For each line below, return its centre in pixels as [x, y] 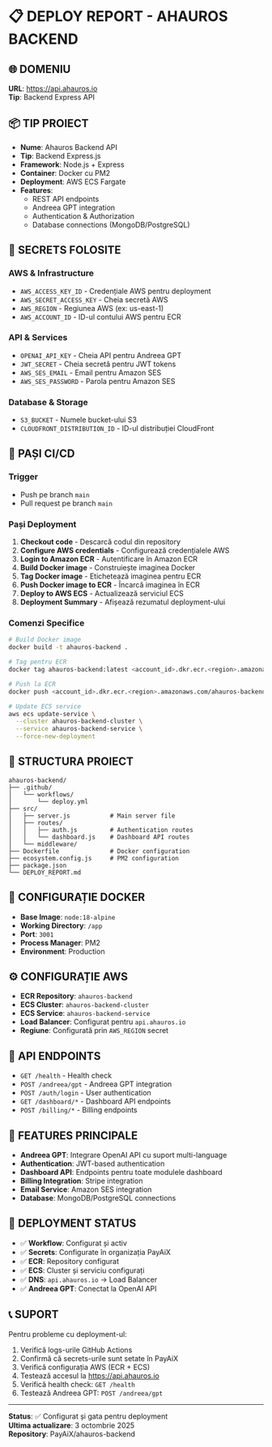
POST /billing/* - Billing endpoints [79, 1110]
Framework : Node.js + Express [72, 164]
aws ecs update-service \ [52, 714]
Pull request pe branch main [66, 503]
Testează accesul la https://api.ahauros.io [89, 1376]
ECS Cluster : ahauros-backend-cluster [85, 1005]
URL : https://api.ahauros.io [53, 88]
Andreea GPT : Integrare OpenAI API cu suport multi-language [123, 1155]
